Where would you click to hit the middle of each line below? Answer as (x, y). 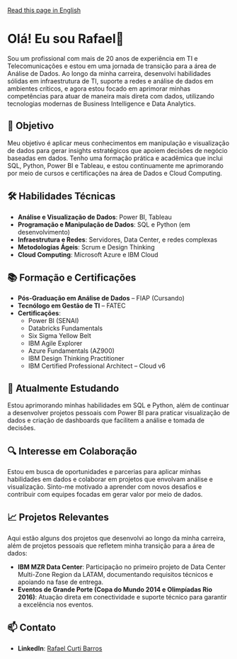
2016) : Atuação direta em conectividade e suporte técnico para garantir (122, 597)
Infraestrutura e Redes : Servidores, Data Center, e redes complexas (117, 240)
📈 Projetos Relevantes (58, 518)
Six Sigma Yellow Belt (59, 336)
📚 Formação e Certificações (72, 277)
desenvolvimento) (44, 232)
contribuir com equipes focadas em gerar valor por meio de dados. (105, 494)
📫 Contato (32, 627)
